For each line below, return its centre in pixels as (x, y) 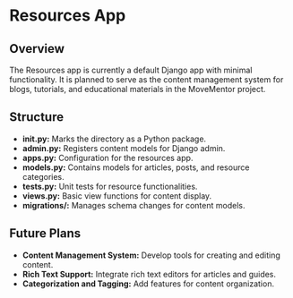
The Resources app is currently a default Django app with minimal (131, 70)
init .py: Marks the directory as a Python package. (114, 139)
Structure (37, 117)
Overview (37, 49)
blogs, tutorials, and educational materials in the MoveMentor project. (138, 89)
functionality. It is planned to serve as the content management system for (146, 80)
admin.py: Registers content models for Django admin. (124, 148)
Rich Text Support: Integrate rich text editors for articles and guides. (149, 274)
